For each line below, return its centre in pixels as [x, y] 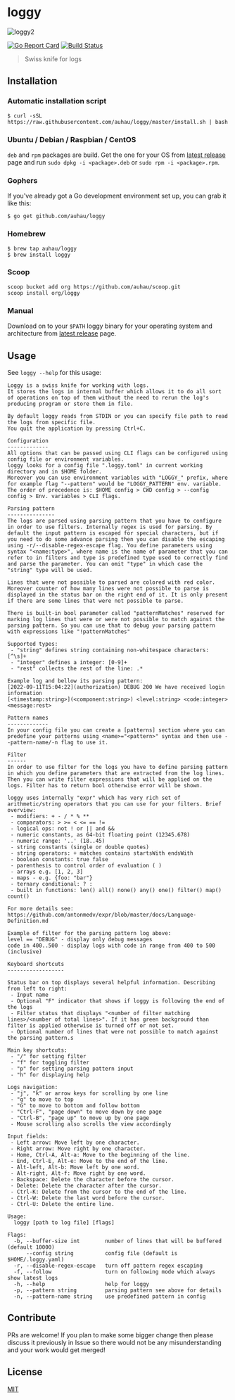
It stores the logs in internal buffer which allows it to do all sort [114, 391]
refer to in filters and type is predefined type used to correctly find [118, 558]
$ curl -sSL [25, 116]
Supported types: [33, 644]
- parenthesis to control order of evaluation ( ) [86, 865]
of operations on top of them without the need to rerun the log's [108, 397]
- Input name [30, 995]
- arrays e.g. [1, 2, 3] [46, 872]
